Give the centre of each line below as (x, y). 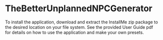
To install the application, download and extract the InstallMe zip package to (81, 22)
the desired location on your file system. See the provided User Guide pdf (79, 27)
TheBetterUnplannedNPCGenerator (79, 9)
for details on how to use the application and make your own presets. (74, 32)
